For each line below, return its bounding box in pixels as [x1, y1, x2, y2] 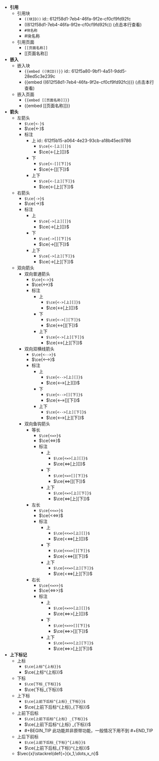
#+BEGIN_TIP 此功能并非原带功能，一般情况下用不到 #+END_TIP [24, 728, 154, 733]
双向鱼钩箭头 [24, 421, 50, 427]
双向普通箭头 [24, 271, 50, 277]
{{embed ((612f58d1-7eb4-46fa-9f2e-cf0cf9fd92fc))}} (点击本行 [24, 79, 155, 85]
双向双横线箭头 [24, 346, 55, 351]
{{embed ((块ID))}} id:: [24, 68, 71, 74]
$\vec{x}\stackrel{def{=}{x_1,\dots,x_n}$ [17, 751, 99, 756]
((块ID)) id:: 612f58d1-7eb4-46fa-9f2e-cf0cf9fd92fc [24, 16, 131, 22]
